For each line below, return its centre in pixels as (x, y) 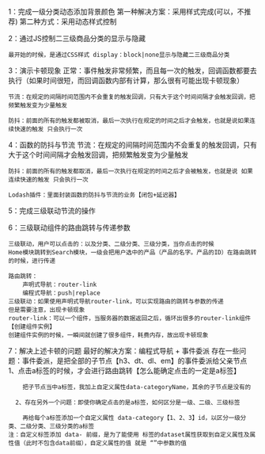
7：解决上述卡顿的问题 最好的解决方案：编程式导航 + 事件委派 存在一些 (124, 351)
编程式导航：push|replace (61, 293)
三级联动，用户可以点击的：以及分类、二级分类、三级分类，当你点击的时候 (112, 244)
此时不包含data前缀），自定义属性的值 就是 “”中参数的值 (106, 443)
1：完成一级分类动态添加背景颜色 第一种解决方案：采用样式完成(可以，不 (126, 11)
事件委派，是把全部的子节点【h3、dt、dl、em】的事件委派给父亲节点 (134, 361)
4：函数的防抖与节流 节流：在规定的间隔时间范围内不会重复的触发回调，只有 (132, 145)
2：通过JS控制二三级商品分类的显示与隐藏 (77, 38)
